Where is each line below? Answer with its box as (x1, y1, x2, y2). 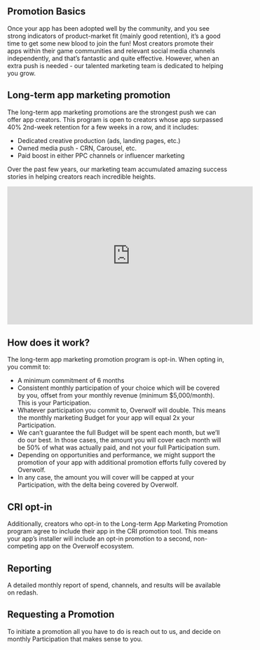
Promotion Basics (7, 6, 86, 18)
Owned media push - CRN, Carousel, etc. (17, 144, 137, 152)
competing (7, 542, 39, 550)
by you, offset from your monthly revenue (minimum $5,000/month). (17, 391, 215, 400)
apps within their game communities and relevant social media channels (7, 46, 216, 55)
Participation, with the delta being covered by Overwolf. (17, 480, 179, 489)
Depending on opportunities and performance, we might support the (17, 451, 216, 459)
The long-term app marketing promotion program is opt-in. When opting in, (7, 356, 224, 364)
